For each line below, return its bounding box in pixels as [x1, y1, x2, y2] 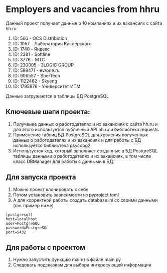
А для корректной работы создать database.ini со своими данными [13, 197, 158, 203]
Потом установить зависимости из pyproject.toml [13, 192, 119, 198]
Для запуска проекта [6, 173, 77, 181]
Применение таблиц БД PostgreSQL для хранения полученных [13, 132, 148, 138]
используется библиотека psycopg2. [13, 142, 92, 148]
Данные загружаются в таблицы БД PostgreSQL [6, 93, 109, 99]
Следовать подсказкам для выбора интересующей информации [13, 262, 152, 268]
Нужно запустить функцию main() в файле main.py [13, 256, 121, 262]
